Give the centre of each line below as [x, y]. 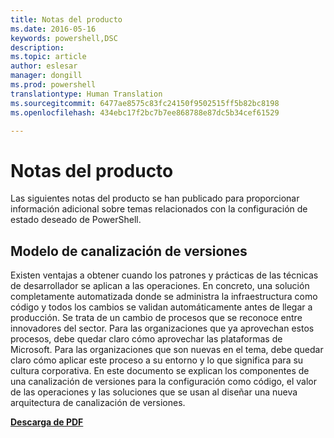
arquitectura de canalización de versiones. [98, 403]
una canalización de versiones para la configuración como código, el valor [164, 382]
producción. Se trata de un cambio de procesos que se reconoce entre [156, 318]
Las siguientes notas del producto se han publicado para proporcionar [155, 198]
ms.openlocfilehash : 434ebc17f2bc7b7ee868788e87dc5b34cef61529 [145, 112]
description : [37, 47]
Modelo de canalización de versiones [129, 251]
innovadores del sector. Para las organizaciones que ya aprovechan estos [162, 328]
